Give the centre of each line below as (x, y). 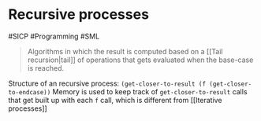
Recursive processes (79, 15)
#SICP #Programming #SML (54, 36)
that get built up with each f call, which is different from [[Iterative (115, 100)
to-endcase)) (30, 92)
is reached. (46, 68)
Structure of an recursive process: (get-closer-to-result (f (107, 83)
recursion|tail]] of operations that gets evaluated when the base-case (140, 60)
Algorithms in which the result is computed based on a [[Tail (125, 51)
